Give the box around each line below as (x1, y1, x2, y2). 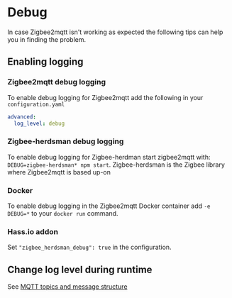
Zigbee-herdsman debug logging (7, 136, 124, 146)
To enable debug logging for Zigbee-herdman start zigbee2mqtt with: (7, 153, 211, 161)
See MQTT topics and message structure (7, 282, 128, 291)
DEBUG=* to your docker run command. (7, 209, 118, 217)
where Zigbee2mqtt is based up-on (7, 167, 111, 176)
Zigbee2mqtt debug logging (7, 77, 106, 87)
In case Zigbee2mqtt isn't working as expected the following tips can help (7, 28, 223, 36)
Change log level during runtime (7, 263, 153, 275)
